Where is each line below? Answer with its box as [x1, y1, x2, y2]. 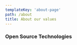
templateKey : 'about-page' [5, 7, 61, 12]
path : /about [5, 12, 32, 17]
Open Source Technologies [5, 33, 72, 40]
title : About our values [5, 16, 57, 21]
